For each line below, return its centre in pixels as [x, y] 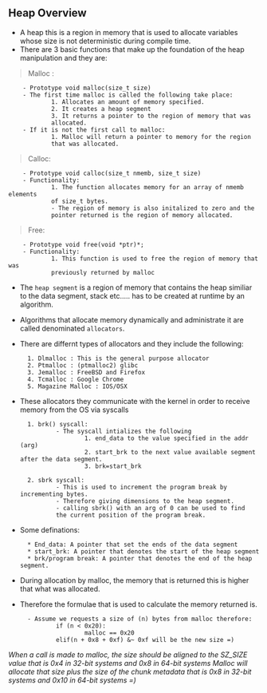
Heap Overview [47, 13]
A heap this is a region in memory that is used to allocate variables [129, 32]
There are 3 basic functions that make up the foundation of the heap [132, 49]
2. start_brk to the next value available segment [170, 452]
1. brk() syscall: [58, 424]
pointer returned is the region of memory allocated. [142, 215]
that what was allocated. [60, 588]
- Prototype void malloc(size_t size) [87, 88]
